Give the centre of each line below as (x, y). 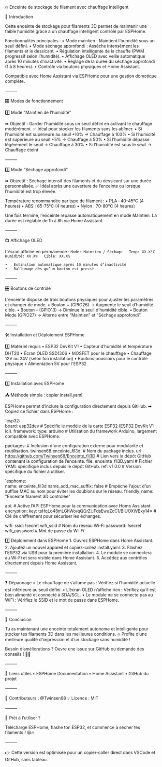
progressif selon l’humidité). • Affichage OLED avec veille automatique (75, 56)
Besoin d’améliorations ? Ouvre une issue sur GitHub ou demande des (74, 649)
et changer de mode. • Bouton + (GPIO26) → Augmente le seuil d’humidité (79, 305)
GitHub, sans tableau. (27, 759)
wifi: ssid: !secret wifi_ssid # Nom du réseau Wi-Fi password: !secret (73, 525)
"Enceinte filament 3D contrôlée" (38, 496)
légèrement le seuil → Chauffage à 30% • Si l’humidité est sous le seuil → (78, 145)
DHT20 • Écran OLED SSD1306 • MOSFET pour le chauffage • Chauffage (78, 353)
